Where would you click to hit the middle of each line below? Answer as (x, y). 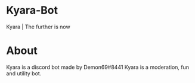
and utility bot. (24, 73)
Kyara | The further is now (38, 27)
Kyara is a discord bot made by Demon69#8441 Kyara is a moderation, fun (98, 67)
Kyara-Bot (32, 10)
